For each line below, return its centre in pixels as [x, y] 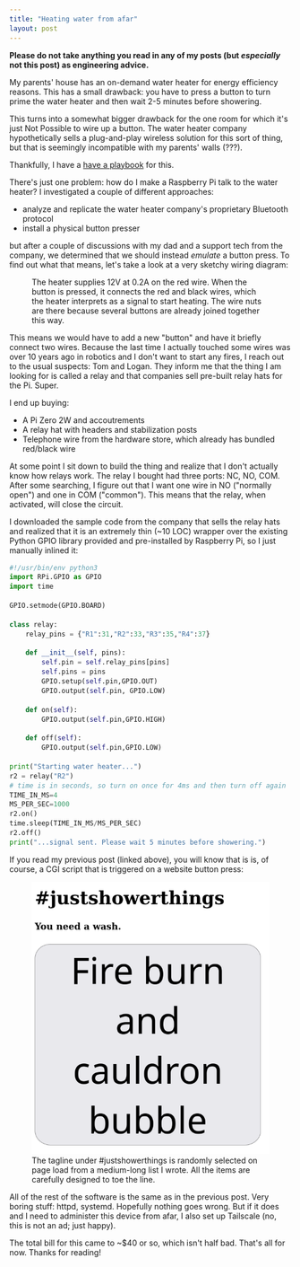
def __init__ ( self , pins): [76, 653]
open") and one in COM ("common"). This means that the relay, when [137, 495]
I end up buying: [39, 402]
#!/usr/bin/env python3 [54, 568]
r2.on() [24, 814]
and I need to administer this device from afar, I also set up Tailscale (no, [143, 1216]
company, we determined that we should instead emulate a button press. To [150, 255]
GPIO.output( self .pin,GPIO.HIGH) [104, 719]
